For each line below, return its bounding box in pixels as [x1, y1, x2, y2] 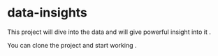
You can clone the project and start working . [7, 41, 137, 49]
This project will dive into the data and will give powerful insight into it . [7, 28, 212, 36]
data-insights [7, 5, 87, 21]
